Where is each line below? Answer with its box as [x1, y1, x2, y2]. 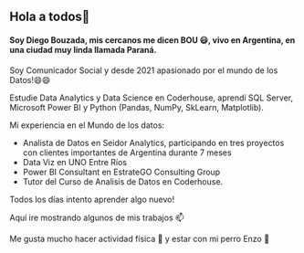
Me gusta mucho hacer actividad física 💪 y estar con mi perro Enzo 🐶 [9, 233, 270, 244]
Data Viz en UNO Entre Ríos [22, 156, 128, 167]
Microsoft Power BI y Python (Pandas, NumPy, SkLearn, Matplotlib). [9, 101, 265, 112]
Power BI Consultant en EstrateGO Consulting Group [22, 166, 221, 177]
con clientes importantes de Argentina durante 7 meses [22, 147, 232, 158]
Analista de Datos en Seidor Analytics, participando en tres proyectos [22, 137, 285, 148]
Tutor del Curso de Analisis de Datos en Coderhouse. [22, 175, 224, 187]
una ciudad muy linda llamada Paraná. [9, 44, 157, 55]
